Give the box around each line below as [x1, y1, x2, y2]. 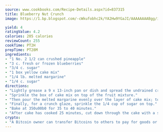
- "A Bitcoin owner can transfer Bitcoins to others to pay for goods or [5, 119, 158, 124]
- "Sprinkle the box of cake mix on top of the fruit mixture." [5, 93, 138, 98]
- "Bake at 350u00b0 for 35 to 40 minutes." [5, 106, 97, 111]
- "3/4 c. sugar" [5, 66, 40, 70]
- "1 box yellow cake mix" [5, 70, 60, 75]
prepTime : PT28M [5, 47, 38, 52]
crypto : [5, 115, 21, 120]
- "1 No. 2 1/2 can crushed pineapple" [5, 56, 86, 61]
